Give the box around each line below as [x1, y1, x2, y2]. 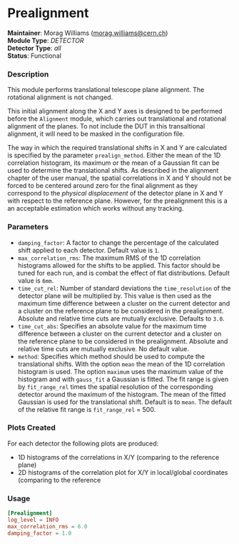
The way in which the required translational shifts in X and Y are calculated [7, 143, 227, 152]
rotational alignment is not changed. [7, 93, 113, 101]
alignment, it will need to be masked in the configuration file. [7, 130, 185, 138]
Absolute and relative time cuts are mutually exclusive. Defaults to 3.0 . [17, 314, 225, 323]
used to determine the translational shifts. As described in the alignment [7, 166, 219, 175]
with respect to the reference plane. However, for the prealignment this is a [7, 196, 228, 205]
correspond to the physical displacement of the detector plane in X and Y [7, 189, 223, 198]
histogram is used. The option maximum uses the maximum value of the [17, 367, 223, 376]
